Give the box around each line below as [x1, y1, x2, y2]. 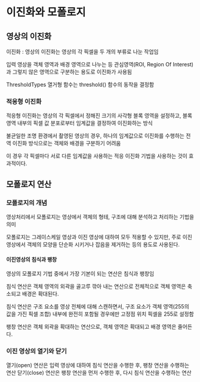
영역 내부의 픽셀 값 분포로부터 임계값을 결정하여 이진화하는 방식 [6, 120, 153, 127]
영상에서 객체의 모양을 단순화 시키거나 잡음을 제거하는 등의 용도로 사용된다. [6, 240, 180, 248]
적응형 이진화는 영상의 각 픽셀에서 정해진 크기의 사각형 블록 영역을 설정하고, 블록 [6, 112, 193, 120]
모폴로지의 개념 [6, 198, 48, 207]
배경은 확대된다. [21, 291, 59, 298]
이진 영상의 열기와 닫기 [6, 347, 67, 356]
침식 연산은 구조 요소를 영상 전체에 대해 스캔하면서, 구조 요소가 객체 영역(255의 [6, 303, 189, 310]
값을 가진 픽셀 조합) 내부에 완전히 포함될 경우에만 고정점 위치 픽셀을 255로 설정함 [6, 310, 194, 317]
